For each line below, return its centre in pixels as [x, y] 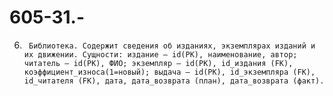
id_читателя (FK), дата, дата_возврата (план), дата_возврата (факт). [174, 81]
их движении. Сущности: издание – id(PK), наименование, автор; [160, 54]
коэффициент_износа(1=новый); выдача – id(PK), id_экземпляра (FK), [169, 72]
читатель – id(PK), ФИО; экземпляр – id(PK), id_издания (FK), [158, 63]
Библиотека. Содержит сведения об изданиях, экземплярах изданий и [172, 46]
